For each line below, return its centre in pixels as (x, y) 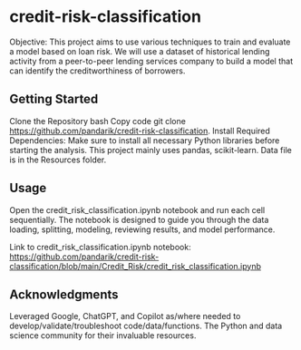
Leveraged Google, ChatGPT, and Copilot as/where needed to (125, 316)
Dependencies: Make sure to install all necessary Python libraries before (145, 140)
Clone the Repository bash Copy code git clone (97, 121)
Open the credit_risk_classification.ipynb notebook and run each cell (137, 209)
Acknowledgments (64, 294)
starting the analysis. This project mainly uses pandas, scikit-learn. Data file (150, 150)
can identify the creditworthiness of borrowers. (97, 71)
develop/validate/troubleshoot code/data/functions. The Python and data (146, 326)
